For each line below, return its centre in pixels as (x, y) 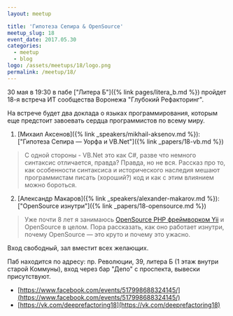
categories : (24, 46)
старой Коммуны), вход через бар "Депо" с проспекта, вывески (104, 269)
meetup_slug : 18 (31, 33)
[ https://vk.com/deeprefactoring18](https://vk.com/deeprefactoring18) (119, 305)
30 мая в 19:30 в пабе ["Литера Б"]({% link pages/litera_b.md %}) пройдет (117, 92)
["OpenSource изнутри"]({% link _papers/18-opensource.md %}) (112, 206)
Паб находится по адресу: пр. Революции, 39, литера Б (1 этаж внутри (113, 261)
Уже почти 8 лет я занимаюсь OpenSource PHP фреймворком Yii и (124, 219)
